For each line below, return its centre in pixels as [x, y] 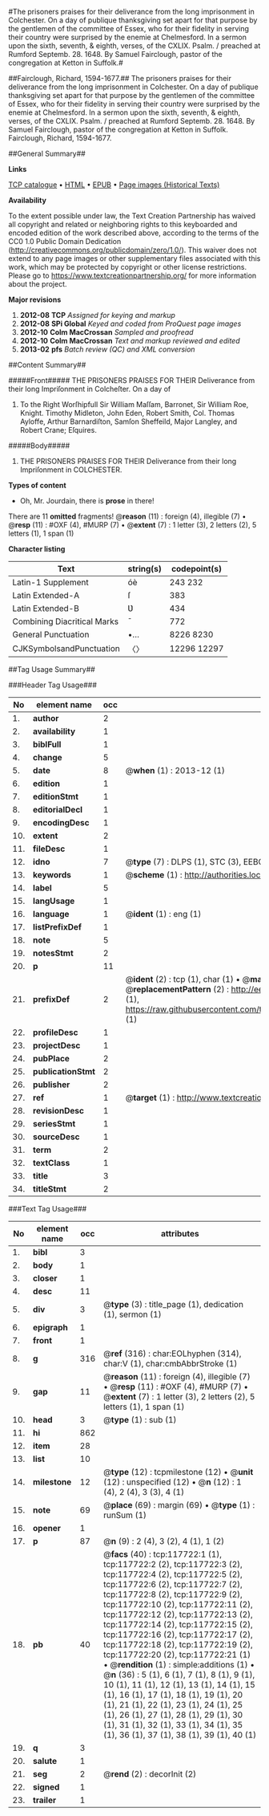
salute [45, 1761]
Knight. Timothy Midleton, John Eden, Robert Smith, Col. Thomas [127, 413]
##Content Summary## [47, 365]
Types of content [37, 485]
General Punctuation [51, 635]
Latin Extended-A [46, 595]
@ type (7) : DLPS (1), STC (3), [183, 862]
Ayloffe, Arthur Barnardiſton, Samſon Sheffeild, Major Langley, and [128, 421]
